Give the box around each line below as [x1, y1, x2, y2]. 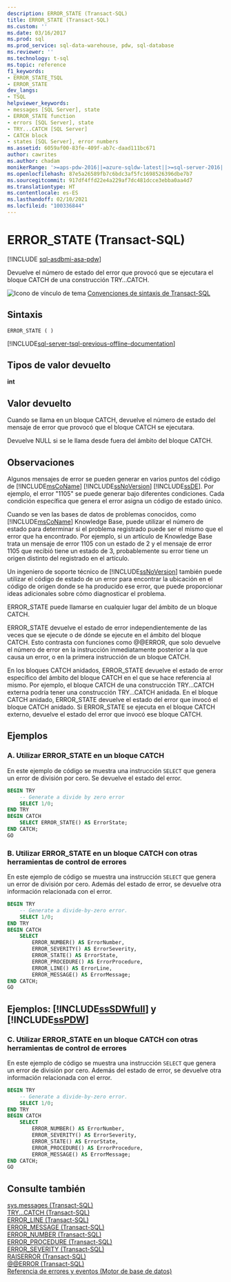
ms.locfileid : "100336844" [7, 203, 85, 210]
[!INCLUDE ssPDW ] [7, 1014, 90, 1025]
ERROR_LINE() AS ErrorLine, [32, 965, 112, 972]
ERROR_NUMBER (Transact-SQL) [7, 1230, 102, 1239]
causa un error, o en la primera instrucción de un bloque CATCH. [7, 653, 191, 661]
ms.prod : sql [7, 36, 45, 43]
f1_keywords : [7, 68, 45, 74]
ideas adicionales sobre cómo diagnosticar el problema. [7, 590, 166, 598]
